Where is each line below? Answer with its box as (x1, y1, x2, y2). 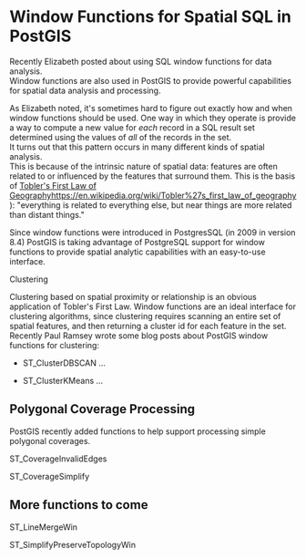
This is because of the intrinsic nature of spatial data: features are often (9, 160, 278, 171)
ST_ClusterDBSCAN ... (22, 357, 107, 368)
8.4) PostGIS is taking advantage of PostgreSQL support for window (9, 236, 266, 247)
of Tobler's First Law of (9, 180, 97, 191)
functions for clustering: (9, 339, 100, 350)
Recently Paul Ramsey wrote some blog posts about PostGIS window (9, 330, 269, 341)
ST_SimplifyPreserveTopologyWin (9, 539, 137, 550)
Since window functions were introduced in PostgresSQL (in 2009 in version (9, 226, 296, 238)
